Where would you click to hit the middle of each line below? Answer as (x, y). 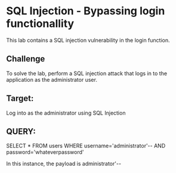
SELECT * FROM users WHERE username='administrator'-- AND (86, 146)
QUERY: (21, 132)
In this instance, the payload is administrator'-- (64, 164)
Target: (20, 99)
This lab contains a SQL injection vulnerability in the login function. (88, 40)
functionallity (40, 24)
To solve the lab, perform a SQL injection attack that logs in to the (87, 73)
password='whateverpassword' (45, 152)
